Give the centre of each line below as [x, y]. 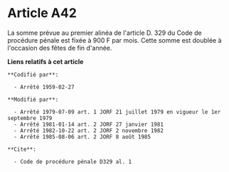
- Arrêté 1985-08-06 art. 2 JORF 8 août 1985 [82, 136]
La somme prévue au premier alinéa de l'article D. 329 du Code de [105, 33]
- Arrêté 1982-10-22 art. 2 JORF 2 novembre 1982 [89, 130]
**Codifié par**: [33, 75]
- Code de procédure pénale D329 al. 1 [73, 161]
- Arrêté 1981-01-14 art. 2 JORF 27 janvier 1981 [89, 124]
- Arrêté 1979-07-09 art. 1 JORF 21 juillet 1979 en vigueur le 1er [117, 112]
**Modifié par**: [33, 100]
